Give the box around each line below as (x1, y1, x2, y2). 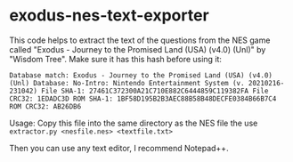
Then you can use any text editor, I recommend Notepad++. (9, 142, 229, 153)
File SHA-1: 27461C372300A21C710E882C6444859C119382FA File (41, 86, 269, 95)
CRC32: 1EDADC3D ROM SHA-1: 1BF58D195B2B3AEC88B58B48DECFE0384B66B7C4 (9, 94, 277, 103)
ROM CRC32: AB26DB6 (9, 101, 82, 111)
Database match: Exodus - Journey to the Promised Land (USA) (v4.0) (9, 70, 273, 80)
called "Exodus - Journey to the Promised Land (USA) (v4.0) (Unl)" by (9, 44, 266, 54)
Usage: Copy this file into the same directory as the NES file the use (9, 117, 258, 128)
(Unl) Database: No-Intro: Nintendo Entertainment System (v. (9, 78, 245, 87)
